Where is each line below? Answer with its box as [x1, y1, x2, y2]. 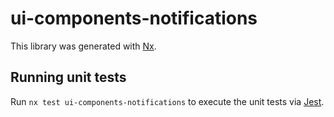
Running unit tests [10, 69, 127, 86]
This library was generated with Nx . [10, 40, 157, 52]
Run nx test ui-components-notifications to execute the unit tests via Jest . [10, 95, 325, 107]
